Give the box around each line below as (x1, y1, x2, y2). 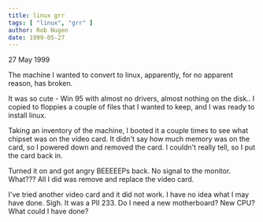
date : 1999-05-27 (8, 33, 65, 42)
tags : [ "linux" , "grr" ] (8, 19, 93, 27)
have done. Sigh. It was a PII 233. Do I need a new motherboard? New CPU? (8, 198, 256, 208)
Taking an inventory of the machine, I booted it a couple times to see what (8, 126, 249, 135)
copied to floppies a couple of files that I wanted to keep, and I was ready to (8, 102, 255, 112)
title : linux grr (8, 11, 65, 20)
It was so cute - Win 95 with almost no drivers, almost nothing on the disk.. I (8, 94, 255, 103)
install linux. (8, 111, 47, 120)
